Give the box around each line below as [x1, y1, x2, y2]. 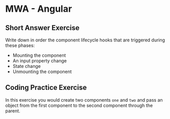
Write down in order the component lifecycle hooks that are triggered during [5, 37, 165, 43]
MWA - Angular [5, 3, 72, 15]
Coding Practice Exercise [5, 83, 87, 92]
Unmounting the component [12, 68, 72, 75]
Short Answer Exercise [5, 23, 80, 32]
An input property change [12, 58, 67, 64]
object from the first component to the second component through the [5, 102, 153, 108]
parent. [5, 108, 20, 114]
